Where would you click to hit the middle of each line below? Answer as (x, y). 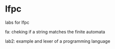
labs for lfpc (17, 22)
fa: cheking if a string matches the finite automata (55, 32)
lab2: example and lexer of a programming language (58, 41)
